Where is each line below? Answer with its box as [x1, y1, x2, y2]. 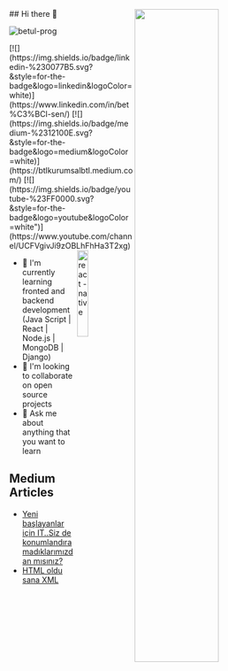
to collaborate [21, 371, 73, 381]
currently [21, 267, 56, 277]
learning [21, 276, 53, 287]
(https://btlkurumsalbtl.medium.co [9, 166, 133, 175]
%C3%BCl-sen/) [9, 109, 71, 119]
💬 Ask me [21, 408, 57, 419]
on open [21, 380, 53, 390]
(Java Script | [21, 314, 72, 324]
